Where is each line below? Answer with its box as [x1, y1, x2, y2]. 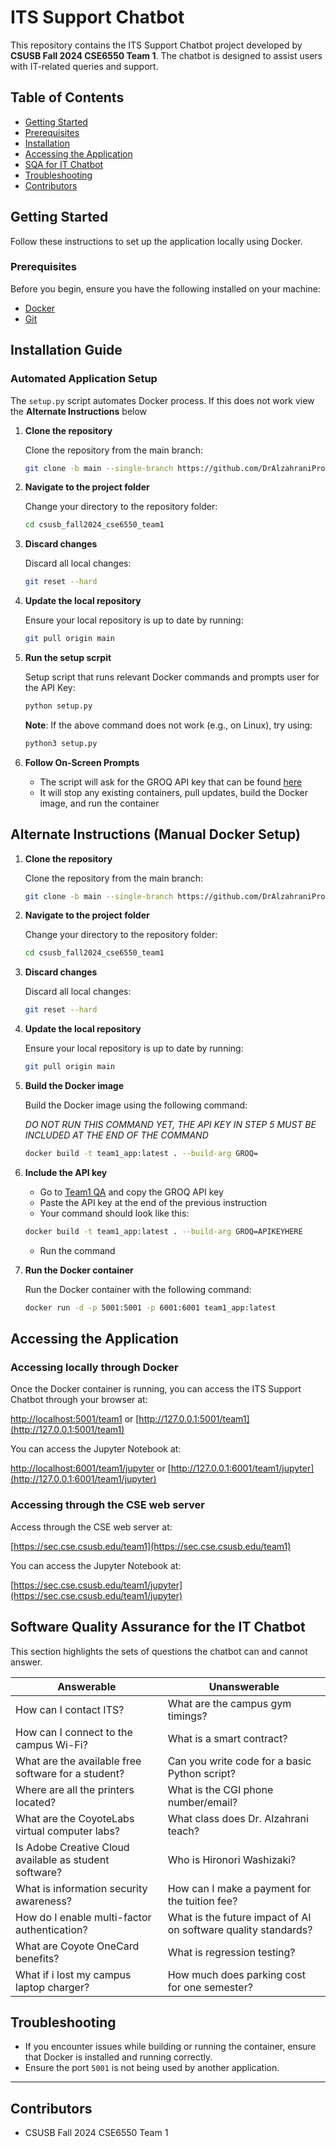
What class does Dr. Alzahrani [167, 1811, 309, 1825]
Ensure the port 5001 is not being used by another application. [24, 2062, 280, 2074]
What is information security [15, 1881, 148, 1895]
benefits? [15, 1951, 60, 1965]
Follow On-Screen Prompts [24, 756, 140, 768]
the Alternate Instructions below [10, 405, 148, 417]
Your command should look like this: [39, 1207, 190, 1219]
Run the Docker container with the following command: [24, 1283, 252, 1295]
